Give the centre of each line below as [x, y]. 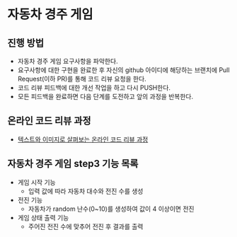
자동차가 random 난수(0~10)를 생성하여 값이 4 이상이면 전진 [111, 209]
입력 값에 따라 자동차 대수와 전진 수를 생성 [86, 191]
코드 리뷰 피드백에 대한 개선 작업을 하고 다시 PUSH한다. [94, 88]
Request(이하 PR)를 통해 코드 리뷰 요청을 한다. [82, 79]
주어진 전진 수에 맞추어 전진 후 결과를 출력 [86, 226]
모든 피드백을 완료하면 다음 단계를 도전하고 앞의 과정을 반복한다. [105, 97]
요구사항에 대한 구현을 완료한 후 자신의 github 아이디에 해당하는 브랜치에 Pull [123, 70]
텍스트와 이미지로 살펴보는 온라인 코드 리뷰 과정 [83, 139]
